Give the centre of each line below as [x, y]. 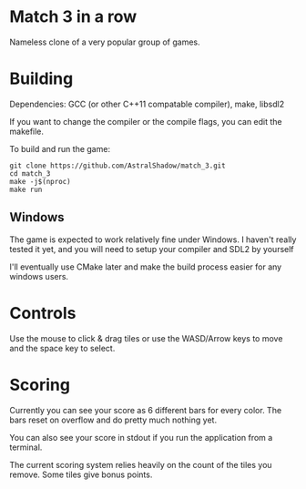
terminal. [26, 447]
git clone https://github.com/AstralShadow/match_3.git [117, 166]
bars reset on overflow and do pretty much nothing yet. [113, 420]
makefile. [26, 131]
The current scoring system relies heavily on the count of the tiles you [141, 464]
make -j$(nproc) [40, 181]
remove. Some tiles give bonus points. [81, 474]
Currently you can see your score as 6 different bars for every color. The [146, 410]
